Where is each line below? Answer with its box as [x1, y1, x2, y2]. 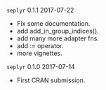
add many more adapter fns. [16, 34, 100, 43]
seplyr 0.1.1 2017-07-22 [6, 6, 74, 14]
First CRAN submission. [16, 76, 86, 84]
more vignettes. [16, 49, 62, 57]
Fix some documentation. [16, 20, 91, 27]
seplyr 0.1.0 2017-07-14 [6, 63, 75, 70]
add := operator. [16, 42, 64, 50]
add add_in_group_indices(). [16, 27, 99, 35]
